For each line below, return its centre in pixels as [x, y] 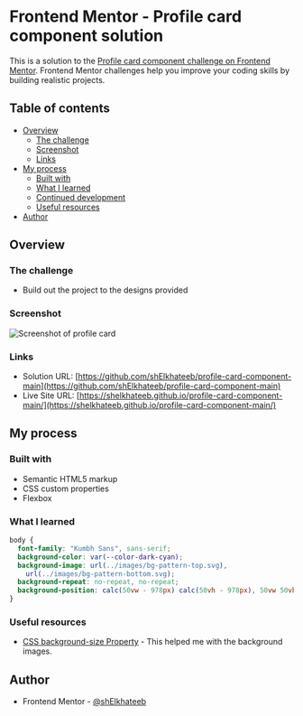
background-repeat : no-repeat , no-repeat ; [98, 582]
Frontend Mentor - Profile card [125, 17]
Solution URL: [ [50, 377]
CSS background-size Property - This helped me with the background [152, 642]
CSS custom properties [66, 488]
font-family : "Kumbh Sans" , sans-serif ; [94, 548]
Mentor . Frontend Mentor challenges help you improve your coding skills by [150, 70]
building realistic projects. [57, 79]
